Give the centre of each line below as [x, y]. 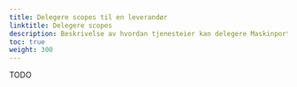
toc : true [27, 42]
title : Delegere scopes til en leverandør [88, 17]
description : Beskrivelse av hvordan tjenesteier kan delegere [128, 33]
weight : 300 [31, 50]
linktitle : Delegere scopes [61, 25]
